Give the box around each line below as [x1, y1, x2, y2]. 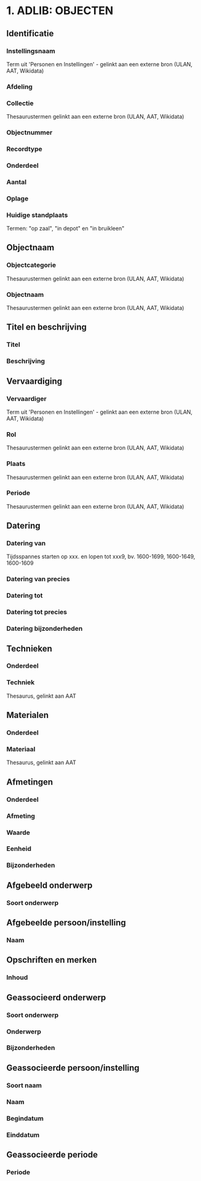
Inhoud [6, 973, 28, 982]
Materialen [6, 710, 49, 721]
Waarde [6, 828, 31, 837]
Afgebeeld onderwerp [6, 880, 93, 890]
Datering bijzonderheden [6, 625, 83, 633]
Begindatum [6, 1114, 44, 1123]
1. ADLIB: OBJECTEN [6, 4, 114, 18]
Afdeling [6, 82, 33, 91]
